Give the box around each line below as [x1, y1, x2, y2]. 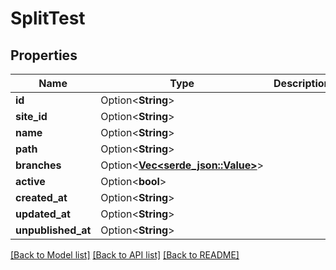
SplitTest [10, 7, 86, 30]
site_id [15, 110, 48, 123]
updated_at [15, 207, 71, 221]
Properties [10, 47, 78, 64]
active [15, 175, 46, 188]
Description [273, 77, 331, 90]
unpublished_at [15, 223, 92, 237]
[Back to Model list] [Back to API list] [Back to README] [10, 249, 240, 261]
